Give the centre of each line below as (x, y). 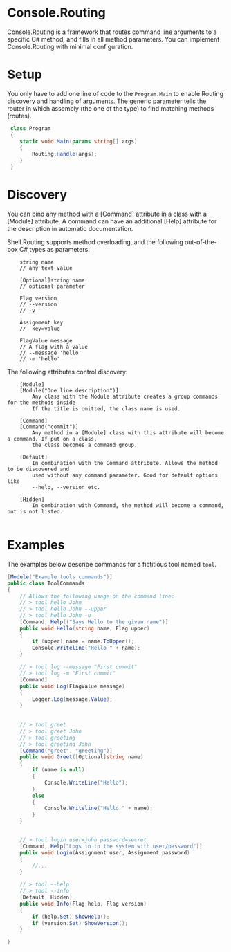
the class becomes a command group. (85, 445)
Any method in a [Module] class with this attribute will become (128, 433)
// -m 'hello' (40, 359)
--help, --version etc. (66, 487)
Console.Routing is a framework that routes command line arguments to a (112, 32)
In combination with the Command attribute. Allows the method (125, 463)
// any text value (46, 268)
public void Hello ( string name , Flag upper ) (85, 628)
